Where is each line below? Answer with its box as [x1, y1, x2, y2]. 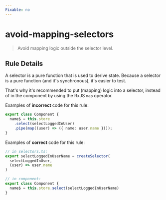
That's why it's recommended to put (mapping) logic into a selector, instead [5, 87, 161, 93]
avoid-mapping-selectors [5, 28, 114, 40]
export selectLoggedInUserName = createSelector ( [5, 153, 111, 159]
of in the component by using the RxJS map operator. [5, 93, 113, 99]
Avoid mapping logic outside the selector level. [17, 45, 114, 51]
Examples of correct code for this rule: [5, 139, 85, 145]
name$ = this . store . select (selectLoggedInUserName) [9, 186, 120, 191]
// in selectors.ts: [5, 149, 48, 154]
